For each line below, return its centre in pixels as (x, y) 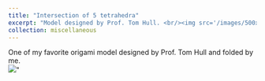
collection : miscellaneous (52, 30)
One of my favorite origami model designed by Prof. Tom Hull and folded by (131, 53)
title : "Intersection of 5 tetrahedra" (74, 15)
